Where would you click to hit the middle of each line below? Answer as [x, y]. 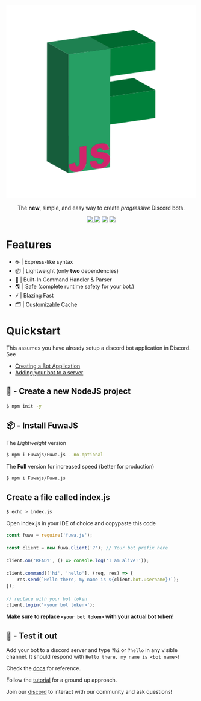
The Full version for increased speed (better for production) [80, 467]
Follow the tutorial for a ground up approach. [62, 680]
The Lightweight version [36, 443]
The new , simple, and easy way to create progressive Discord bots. [101, 208]
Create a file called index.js [58, 497]
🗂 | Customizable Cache [46, 304]
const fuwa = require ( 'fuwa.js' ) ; [50, 535]
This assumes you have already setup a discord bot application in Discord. [98, 348]
